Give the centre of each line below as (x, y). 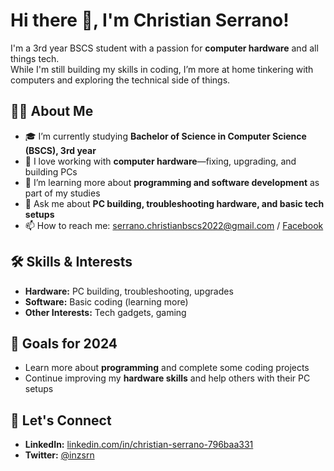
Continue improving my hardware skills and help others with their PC (167, 378)
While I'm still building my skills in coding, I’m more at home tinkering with (162, 69)
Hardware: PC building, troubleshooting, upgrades (129, 291)
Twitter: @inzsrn (59, 455)
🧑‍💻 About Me (52, 111)
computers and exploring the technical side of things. (120, 80)
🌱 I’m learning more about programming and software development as (172, 182)
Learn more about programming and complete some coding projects (167, 368)
